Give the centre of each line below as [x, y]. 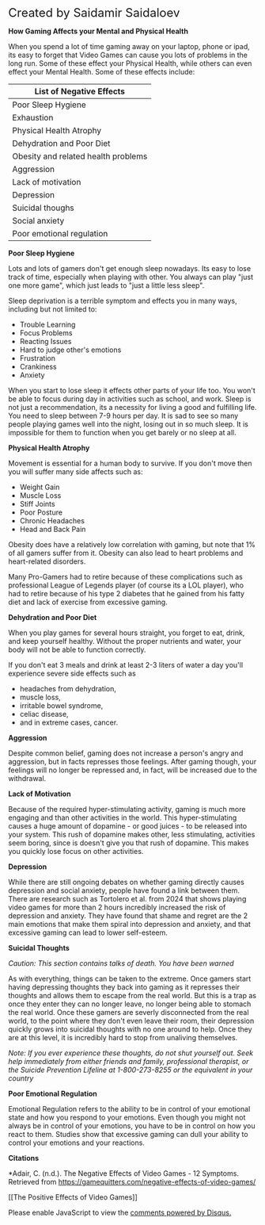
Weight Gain [40, 487]
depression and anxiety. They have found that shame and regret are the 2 [128, 916]
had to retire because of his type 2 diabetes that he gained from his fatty [127, 593]
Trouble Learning [47, 324]
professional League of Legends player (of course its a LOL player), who [126, 585]
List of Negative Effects [79, 91]
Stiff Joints [37, 504]
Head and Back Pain [53, 529]
